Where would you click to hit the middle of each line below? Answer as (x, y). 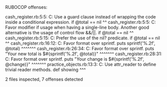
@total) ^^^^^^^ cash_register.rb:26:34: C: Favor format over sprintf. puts (80, 48)
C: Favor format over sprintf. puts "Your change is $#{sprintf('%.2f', (75, 59)
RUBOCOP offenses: (26, 7)
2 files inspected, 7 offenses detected (44, 79)
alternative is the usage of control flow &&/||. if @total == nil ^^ (69, 33)
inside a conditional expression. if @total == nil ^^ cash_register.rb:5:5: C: (80, 22)
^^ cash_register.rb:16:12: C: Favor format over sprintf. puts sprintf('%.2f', (80, 43)
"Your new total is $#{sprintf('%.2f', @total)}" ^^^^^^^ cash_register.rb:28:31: (84, 54)
